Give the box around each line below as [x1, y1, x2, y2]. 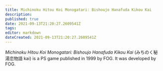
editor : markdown [5, 30, 41, 35]
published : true [5, 16, 39, 21]
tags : [5, 26, 16, 31]
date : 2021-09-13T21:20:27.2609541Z [5, 21, 81, 26]
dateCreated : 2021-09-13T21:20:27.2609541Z [5, 35, 97, 40]
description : [5, 12, 32, 17]
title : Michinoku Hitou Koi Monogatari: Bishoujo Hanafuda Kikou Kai [5, 7, 152, 12]
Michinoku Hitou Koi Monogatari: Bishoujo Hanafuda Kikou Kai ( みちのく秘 [5, 49, 158, 55]
